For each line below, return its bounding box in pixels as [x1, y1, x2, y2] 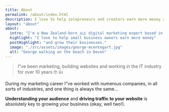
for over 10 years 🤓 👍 [17, 69, 63, 75]
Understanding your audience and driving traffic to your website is [5, 95, 147, 101]
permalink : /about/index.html [5, 12, 69, 17]
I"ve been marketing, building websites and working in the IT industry [17, 63, 162, 69]
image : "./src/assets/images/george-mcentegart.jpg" [10, 45, 123, 50]
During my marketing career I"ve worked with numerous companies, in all [5, 80, 157, 86]
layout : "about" [5, 21, 39, 27]
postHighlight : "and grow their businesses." [10, 40, 107, 45]
